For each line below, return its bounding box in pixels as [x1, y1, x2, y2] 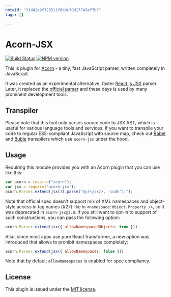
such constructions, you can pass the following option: [5, 214, 121, 221]
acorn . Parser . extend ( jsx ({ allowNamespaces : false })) [5, 249, 124, 254]
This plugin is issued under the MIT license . [5, 286, 97, 292]
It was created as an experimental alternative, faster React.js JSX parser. [5, 80, 158, 87]
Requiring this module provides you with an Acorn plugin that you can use [5, 164, 160, 171]
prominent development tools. [5, 91, 68, 97]
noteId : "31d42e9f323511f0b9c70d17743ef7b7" [5, 7, 101, 13]
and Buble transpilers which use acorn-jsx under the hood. [5, 136, 129, 142]
